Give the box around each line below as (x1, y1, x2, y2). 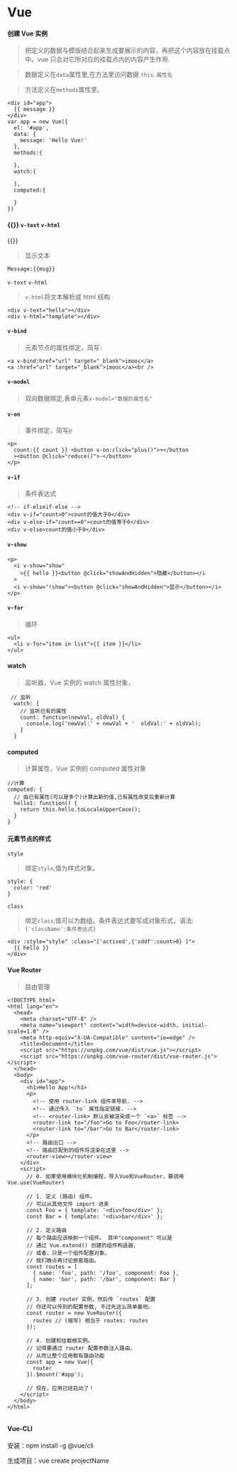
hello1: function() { (13, 800, 78, 807)
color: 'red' (13, 884, 53, 892)
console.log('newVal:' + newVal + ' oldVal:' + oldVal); (26, 720, 202, 727)
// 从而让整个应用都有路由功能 (26, 1352, 105, 1360)
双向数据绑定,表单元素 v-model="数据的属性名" (24, 394, 153, 402)
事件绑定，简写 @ (24, 426, 72, 435)
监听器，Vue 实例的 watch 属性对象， (24, 678, 135, 687)
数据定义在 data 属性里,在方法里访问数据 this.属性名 (24, 70, 172, 79)
